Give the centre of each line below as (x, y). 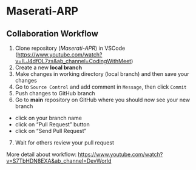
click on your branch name (49, 118)
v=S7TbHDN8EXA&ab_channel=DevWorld (59, 161)
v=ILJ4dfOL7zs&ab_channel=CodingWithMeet (73, 61)
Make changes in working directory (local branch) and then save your (102, 74)
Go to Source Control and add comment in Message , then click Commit (101, 87)
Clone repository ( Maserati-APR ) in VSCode (70, 48)
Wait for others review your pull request (64, 143)
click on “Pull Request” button (52, 124)
